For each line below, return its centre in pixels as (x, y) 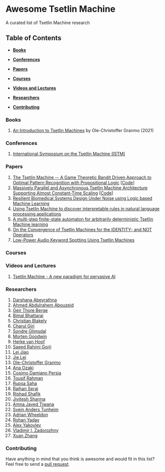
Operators (23, 235)
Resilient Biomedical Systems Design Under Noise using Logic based (82, 198)
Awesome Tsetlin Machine (61, 9)
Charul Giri (24, 326)
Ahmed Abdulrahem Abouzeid (43, 305)
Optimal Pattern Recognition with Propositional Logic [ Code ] (73, 182)
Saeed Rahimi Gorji (32, 347)
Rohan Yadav (26, 420)
